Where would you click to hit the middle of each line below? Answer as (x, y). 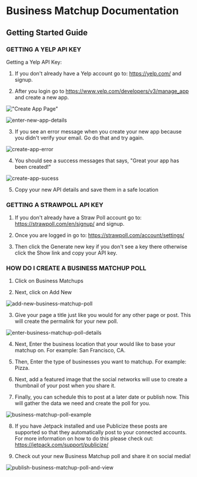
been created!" (33, 166)
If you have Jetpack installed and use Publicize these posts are (91, 426)
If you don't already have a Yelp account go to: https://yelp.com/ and (98, 73)
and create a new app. (42, 97)
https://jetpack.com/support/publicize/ (61, 445)
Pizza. (22, 368)
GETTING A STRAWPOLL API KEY (55, 205)
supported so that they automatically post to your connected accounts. (101, 432)
